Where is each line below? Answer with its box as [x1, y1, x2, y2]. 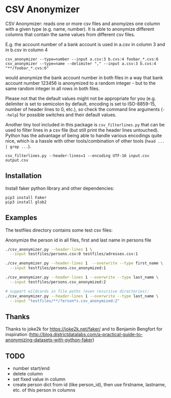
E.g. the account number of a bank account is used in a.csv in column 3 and [5, 41, 165, 47]
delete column [12, 371, 43, 377]
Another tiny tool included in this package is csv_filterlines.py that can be [5, 121, 165, 127]
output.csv [5, 158, 29, 163]
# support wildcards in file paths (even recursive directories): [5, 289, 150, 294]
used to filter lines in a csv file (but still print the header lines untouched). [5, 127, 159, 133]
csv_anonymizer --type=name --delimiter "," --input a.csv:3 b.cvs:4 [5, 61, 157, 66]
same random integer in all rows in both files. [5, 85, 100, 92]
